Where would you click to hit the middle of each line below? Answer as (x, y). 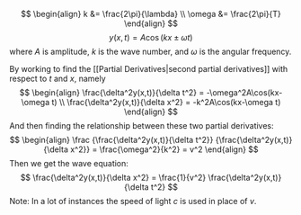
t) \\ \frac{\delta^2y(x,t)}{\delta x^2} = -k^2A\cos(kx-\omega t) (166, 102)
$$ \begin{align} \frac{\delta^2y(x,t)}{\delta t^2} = (112, 93)
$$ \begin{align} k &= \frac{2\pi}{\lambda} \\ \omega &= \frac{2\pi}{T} (151, 14)
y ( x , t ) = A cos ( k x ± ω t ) (151, 37)
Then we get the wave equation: (69, 163)
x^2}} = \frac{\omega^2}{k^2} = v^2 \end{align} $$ (164, 149)
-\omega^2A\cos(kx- (244, 93)
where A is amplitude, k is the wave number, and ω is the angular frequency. (150, 51)
